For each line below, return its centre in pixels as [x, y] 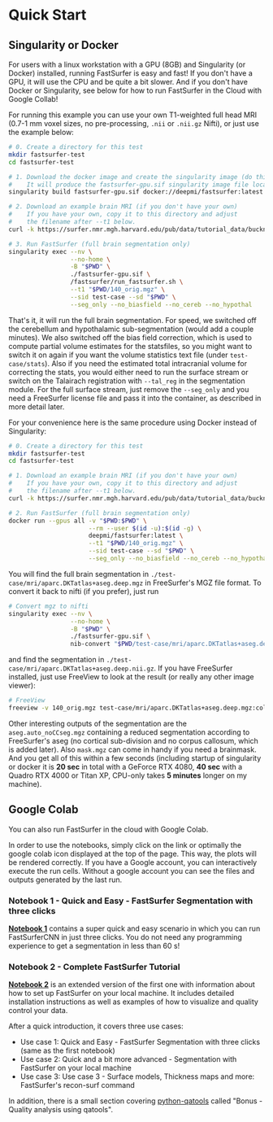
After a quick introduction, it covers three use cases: [96, 1026]
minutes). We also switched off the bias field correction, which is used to [130, 337]
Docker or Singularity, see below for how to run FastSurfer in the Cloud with [135, 90]
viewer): [22, 686]
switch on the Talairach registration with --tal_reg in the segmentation [127, 381]
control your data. [38, 1011]
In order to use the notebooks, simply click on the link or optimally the [125, 845]
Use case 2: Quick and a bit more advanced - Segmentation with [128, 1059]
